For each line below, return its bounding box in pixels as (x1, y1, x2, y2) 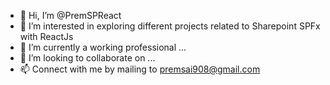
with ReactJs (19, 31, 74, 42)
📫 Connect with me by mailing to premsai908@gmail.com (19, 63, 261, 75)
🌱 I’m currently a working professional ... (19, 41, 187, 53)
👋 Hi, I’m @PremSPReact (19, 10, 122, 21)
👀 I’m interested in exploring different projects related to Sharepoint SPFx (19, 20, 321, 32)
